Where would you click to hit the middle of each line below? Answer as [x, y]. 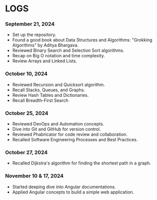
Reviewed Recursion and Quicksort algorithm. [59, 84]
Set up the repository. [34, 35]
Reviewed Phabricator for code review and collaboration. [70, 134]
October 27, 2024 [26, 152]
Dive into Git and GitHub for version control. [56, 129]
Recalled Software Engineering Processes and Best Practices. [75, 140]
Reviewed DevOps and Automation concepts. [58, 124]
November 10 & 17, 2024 [34, 176]
